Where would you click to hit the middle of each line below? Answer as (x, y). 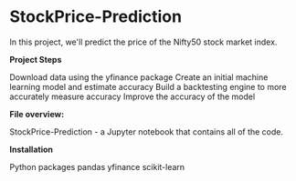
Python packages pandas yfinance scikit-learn (97, 166)
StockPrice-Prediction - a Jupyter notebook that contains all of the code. (147, 131)
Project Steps (36, 59)
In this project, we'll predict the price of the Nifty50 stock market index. (143, 42)
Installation (31, 149)
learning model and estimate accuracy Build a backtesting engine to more (148, 86)
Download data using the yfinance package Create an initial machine (139, 77)
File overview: (37, 114)
